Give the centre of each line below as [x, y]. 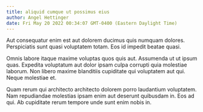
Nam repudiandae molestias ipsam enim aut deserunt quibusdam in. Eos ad [101, 96]
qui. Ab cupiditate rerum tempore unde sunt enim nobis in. [79, 102]
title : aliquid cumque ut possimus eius [58, 12]
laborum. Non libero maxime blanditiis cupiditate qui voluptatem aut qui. [96, 71]
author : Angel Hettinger [38, 18]
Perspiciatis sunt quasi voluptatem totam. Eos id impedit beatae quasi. [94, 47]
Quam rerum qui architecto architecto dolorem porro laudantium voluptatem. [101, 90]
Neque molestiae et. [31, 78]
